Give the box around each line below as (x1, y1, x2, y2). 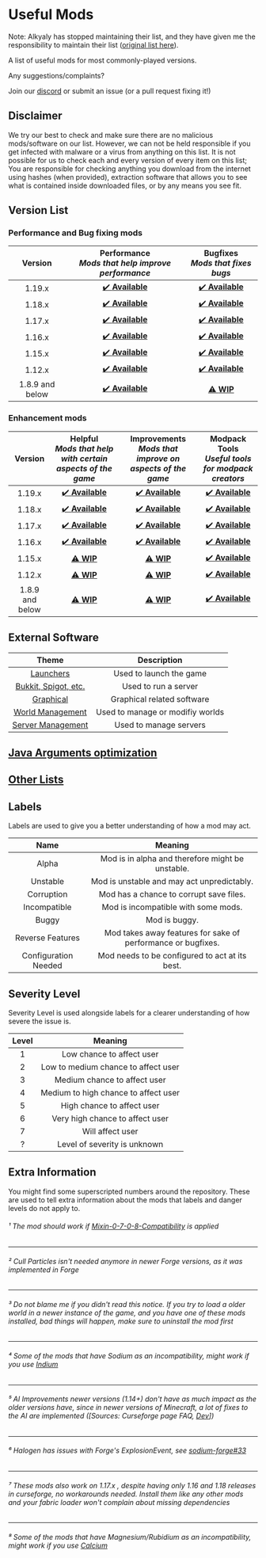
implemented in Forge (8, 1265, 79, 1274)
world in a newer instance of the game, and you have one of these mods (8, 1308, 246, 1317)
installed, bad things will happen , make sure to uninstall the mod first (8, 1316, 234, 1326)
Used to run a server (121, 680, 199, 691)
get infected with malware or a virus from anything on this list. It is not (8, 147, 236, 156)
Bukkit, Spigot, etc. (15, 680, 85, 691)
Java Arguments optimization (8, 746, 158, 760)
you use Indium (8, 1359, 59, 1369)
